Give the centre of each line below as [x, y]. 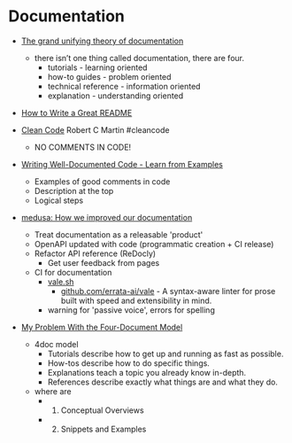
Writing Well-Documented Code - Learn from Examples [122, 164]
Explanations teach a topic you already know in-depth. [147, 372]
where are [53, 391]
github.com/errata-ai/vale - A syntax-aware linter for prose [168, 291]
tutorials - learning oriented [97, 67]
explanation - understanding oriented [115, 96]
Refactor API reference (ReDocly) [95, 253]
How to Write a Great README [77, 113]
